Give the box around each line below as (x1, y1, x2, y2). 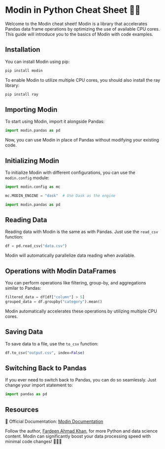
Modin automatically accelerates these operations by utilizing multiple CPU (5, 308, 158, 314)
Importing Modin (5, 105, 58, 114)
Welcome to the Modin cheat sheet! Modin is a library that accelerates (5, 21, 148, 27)
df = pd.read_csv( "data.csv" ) (5, 243, 67, 248)
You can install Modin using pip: (5, 59, 70, 65)
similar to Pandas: (5, 285, 41, 291)
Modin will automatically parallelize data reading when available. (5, 252, 135, 258)
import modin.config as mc (5, 184, 61, 189)
